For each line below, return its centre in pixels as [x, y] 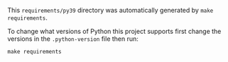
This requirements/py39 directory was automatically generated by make [110, 10]
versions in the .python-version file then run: [73, 39]
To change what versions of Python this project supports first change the [114, 31]
